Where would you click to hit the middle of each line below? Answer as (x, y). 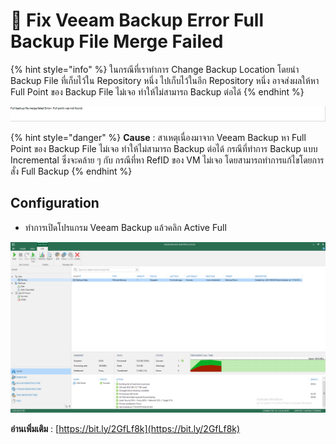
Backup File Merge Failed (117, 41)
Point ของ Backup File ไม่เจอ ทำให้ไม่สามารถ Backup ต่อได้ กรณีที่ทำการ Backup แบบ (164, 149)
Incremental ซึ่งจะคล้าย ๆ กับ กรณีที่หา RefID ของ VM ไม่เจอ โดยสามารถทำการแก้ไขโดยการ (167, 160)
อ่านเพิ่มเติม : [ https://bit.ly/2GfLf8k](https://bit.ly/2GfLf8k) (125, 428)
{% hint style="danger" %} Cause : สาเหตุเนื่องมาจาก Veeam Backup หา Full (158, 138)
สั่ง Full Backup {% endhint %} (71, 171)
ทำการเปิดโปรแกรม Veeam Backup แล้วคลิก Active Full (125, 227)
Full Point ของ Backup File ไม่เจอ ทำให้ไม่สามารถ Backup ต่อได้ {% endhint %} (157, 91)
